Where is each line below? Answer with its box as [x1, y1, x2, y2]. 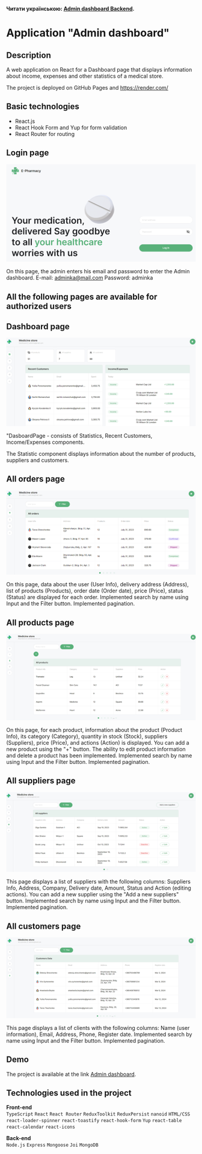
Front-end [6, 1104, 32, 1111]
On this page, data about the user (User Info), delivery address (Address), [6, 581, 189, 588]
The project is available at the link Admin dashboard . [6, 1070, 136, 1078]
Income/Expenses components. [6, 438, 85, 445]
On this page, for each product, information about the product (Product [6, 726, 182, 733]
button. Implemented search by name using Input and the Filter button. [6, 897, 182, 905]
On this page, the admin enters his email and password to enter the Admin [6, 268, 190, 275]
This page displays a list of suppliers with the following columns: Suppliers [6, 878, 191, 886]
